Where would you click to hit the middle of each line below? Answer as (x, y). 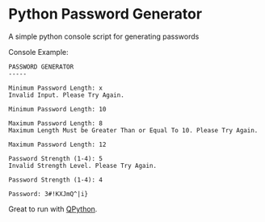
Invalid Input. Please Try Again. (67, 95)
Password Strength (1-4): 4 (56, 180)
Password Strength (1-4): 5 (56, 158)
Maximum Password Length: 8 (56, 123)
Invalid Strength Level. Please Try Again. (83, 165)
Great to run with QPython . (53, 209)
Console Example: (38, 52)
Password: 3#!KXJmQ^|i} (48, 194)
